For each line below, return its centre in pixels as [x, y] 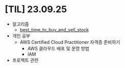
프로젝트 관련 [25, 60]
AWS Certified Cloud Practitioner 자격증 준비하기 [70, 42]
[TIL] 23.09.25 [36, 9]
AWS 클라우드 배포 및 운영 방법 [58, 48]
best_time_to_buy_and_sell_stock [54, 29]
